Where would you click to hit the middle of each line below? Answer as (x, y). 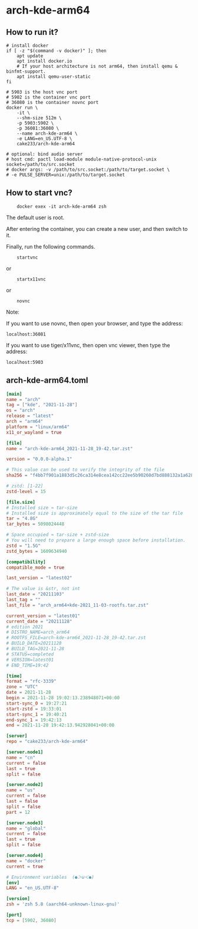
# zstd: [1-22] (25, 486)
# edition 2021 (25, 627)
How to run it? (32, 32)
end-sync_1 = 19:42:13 (34, 720)
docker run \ (22, 107)
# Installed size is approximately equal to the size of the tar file (95, 513)
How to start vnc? (39, 193)
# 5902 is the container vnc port (49, 97)
